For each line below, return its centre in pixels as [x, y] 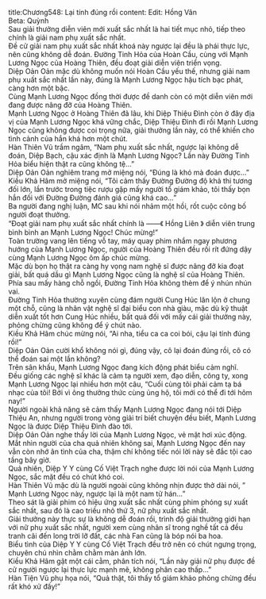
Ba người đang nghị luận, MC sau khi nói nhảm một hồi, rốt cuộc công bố [127, 206]
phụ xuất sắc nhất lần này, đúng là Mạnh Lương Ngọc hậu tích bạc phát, [126, 80]
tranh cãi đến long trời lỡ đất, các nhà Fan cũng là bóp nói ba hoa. [116, 536]
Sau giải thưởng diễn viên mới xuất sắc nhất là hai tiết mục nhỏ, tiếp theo [127, 29]
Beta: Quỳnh [29, 21]
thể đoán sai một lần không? [54, 359]
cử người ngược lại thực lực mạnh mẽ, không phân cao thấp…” [110, 570]
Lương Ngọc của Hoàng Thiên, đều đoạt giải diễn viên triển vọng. [115, 63]
